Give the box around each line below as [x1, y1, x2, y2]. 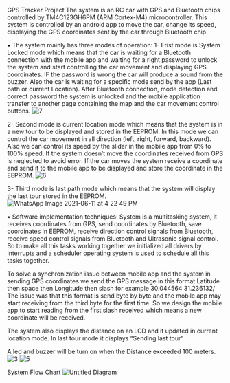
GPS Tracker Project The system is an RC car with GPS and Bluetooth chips [7, 6, 221, 14]
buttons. [7, 107, 31, 115]
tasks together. [7, 256, 49, 264]
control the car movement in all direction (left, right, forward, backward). [7, 135, 211, 143]
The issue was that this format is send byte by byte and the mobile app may [7, 292, 222, 300]
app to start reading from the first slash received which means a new [7, 306, 203, 314]
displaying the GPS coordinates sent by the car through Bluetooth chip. [7, 28, 208, 36]
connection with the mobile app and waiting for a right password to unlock [7, 56, 218, 64]
